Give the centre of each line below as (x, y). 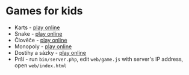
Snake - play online (38, 33)
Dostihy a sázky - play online (50, 52)
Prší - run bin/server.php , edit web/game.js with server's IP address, (99, 59)
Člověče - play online (41, 40)
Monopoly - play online (43, 46)
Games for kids (44, 11)
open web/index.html (40, 65)
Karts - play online (37, 27)
